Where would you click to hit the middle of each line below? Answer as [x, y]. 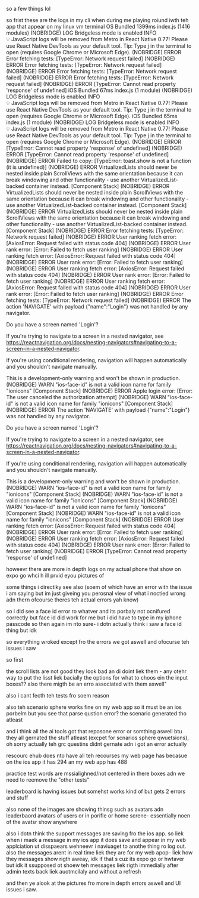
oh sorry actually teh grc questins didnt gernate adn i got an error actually [97, 744]
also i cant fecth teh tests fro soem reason [58, 695]
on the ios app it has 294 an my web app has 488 [67, 762]
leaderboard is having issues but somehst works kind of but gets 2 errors [96, 791]
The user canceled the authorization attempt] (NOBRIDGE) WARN [86, 397]
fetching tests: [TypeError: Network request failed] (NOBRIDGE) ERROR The [99, 300]
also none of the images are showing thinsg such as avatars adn [85, 809]
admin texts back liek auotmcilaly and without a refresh [74, 871]
